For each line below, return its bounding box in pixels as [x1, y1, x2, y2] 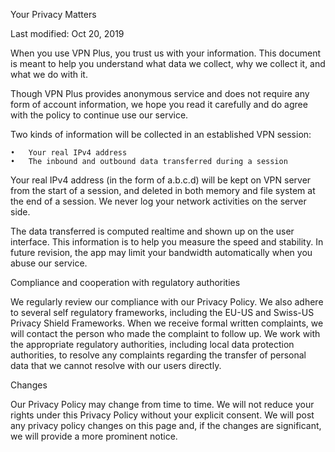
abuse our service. [10, 257, 88, 269]
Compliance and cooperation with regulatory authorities [10, 277, 241, 288]
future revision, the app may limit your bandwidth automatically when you [10, 247, 313, 258]
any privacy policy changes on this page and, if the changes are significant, [10, 420, 322, 431]
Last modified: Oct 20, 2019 [10, 28, 125, 39]
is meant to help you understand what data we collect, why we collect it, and [10, 58, 326, 69]
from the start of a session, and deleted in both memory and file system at [10, 185, 316, 196]
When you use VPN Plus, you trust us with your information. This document [10, 47, 322, 59]
